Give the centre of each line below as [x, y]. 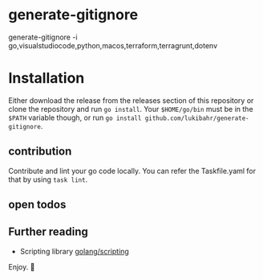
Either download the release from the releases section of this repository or [131, 100]
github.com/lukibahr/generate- [197, 118]
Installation [47, 78]
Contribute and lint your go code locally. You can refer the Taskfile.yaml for [132, 171]
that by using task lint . [48, 179]
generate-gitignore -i [43, 37]
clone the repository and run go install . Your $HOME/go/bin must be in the [131, 109]
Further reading [48, 232]
